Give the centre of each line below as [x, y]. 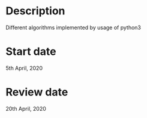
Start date [31, 52]
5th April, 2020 [24, 68]
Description [35, 11]
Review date [37, 92]
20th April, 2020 [26, 108]
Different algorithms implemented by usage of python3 [73, 27]
